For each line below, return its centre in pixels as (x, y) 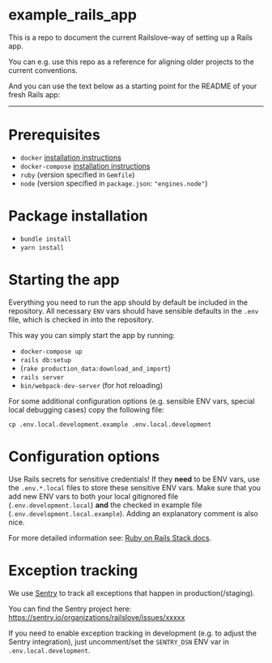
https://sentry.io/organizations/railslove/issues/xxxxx (97, 617)
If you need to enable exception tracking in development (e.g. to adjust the (133, 633)
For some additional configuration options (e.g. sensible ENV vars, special (132, 401)
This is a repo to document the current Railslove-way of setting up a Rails (131, 37)
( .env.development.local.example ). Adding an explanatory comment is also (134, 513)
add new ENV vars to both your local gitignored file (93, 496)
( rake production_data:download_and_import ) (96, 368)
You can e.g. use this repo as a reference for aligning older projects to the (132, 62)
